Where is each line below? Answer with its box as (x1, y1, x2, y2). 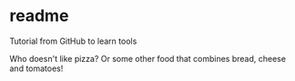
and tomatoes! (9, 63, 64, 74)
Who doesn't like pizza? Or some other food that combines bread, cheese (9, 53, 287, 64)
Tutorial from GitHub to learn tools (9, 35, 137, 46)
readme (9, 5, 69, 26)
